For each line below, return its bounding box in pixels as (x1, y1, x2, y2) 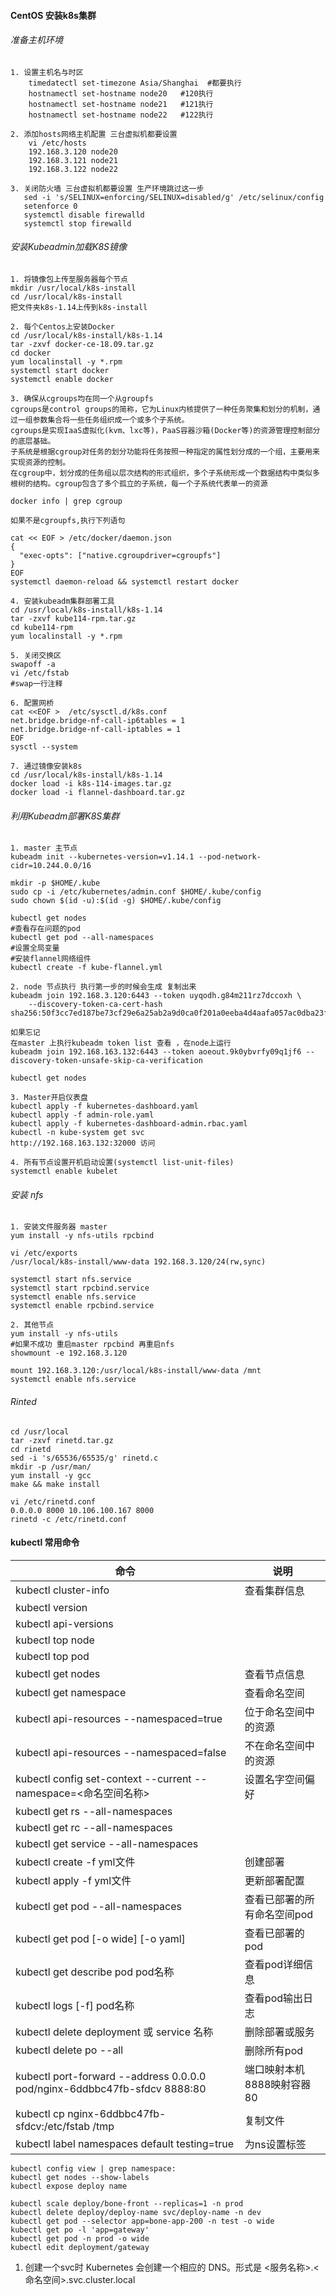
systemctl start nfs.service (10, 1275, 132, 1285)
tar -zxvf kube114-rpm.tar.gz (10, 614, 137, 624)
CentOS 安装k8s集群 (10, 9, 97, 21)
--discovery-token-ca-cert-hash (28, 1000, 163, 1010)
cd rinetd (10, 1444, 52, 1454)
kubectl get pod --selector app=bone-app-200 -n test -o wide (10, 2216, 275, 2226)
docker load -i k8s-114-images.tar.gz (10, 779, 172, 789)
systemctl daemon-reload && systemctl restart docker (10, 577, 240, 587)
